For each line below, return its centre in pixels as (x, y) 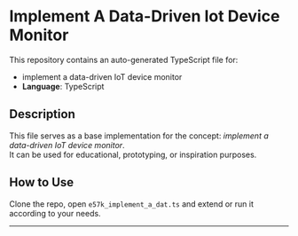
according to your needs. (55, 213)
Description (42, 114)
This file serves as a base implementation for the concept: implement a (139, 136)
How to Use (42, 182)
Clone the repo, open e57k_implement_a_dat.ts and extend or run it (132, 204)
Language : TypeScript (63, 86)
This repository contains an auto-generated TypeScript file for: (124, 59)
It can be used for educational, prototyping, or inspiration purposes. (133, 154)
